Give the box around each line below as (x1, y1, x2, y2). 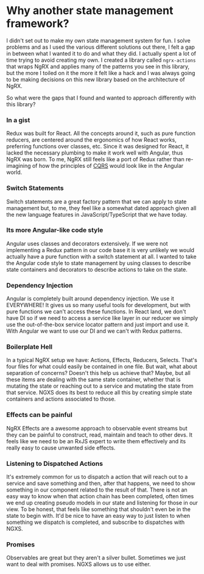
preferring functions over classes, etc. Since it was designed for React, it (6, 143, 189, 150)
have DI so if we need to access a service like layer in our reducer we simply (6, 314, 199, 322)
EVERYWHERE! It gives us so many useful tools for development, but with (6, 302, 191, 309)
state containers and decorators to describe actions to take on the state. (6, 266, 188, 273)
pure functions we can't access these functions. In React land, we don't (6, 308, 186, 315)
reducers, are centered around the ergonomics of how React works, (6, 136, 177, 143)
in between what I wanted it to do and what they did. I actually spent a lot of (6, 49, 197, 57)
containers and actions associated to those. (6, 395, 116, 403)
